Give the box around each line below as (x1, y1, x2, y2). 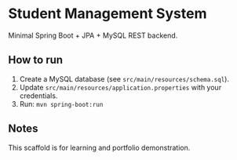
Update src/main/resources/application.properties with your (19, 82, 222, 92)
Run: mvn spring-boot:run (19, 99, 104, 108)
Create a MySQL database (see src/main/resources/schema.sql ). (19, 74, 230, 83)
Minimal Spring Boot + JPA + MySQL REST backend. (8, 31, 178, 40)
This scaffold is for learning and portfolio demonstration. (8, 143, 191, 152)
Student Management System (8, 5, 207, 23)
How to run (8, 53, 64, 67)
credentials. (19, 91, 58, 100)
